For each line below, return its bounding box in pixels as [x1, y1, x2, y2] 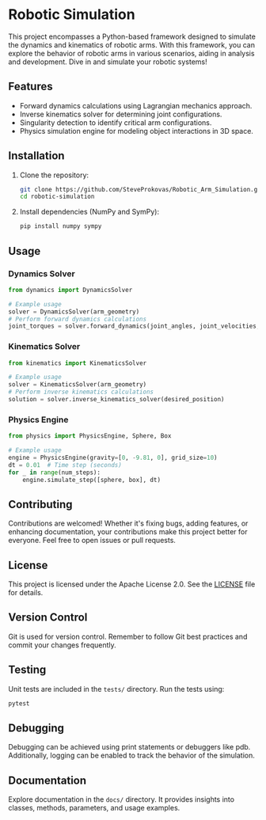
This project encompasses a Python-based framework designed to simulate [8, 32, 256, 41]
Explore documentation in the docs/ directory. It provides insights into [8, 795, 235, 804]
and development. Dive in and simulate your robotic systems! [8, 57, 207, 66]
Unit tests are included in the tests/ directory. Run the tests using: [8, 684, 225, 693]
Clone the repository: [19, 170, 89, 180]
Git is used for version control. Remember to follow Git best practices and [8, 632, 248, 641]
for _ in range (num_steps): [8, 469, 101, 476]
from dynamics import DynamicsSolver [8, 286, 133, 294]
